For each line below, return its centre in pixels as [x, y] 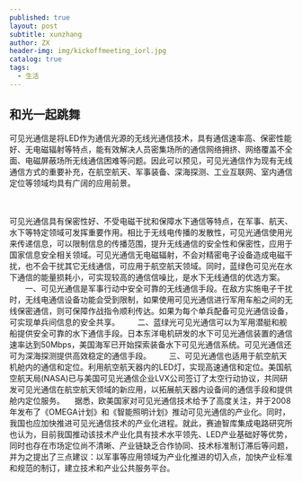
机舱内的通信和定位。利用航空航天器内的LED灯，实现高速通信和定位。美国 [147, 367]
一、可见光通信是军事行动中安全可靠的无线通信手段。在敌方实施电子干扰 [159, 288]
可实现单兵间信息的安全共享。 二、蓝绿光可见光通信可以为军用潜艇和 [144, 322]
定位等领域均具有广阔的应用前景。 [72, 183]
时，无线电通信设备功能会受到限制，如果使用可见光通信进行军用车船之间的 [147, 299]
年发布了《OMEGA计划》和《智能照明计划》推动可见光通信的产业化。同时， [150, 412]
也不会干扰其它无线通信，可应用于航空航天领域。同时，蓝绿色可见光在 [155, 266]
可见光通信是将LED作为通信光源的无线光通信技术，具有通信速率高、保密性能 [151, 138]
